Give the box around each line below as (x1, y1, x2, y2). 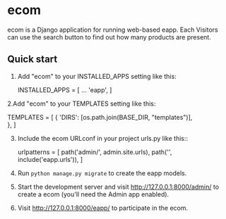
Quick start (7, 54, 58, 65)
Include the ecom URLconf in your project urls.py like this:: (17, 134, 189, 142)
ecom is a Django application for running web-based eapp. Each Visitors (7, 25, 218, 34)
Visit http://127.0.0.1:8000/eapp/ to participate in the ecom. (17, 204, 189, 212)
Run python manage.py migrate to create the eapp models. (17, 168, 187, 177)
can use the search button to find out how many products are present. (7, 32, 212, 41)
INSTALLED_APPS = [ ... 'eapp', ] (17, 85, 112, 94)
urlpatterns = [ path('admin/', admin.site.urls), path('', (17, 147, 172, 156)
